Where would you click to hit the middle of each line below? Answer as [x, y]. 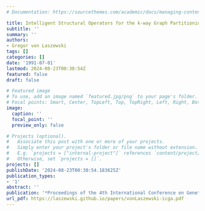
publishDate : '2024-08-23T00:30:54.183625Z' [64, 170]
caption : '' [27, 114]
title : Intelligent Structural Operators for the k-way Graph [87, 23]
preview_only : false [38, 125]
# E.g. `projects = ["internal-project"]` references [79, 154]
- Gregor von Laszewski [37, 46]
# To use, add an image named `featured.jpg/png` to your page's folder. [102, 97]
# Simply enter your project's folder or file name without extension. [102, 147]
